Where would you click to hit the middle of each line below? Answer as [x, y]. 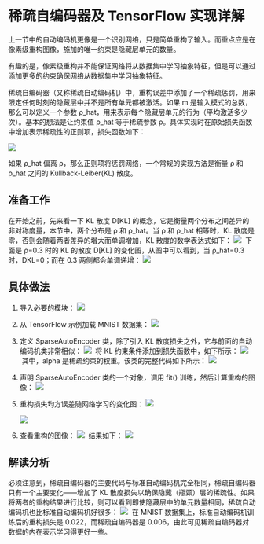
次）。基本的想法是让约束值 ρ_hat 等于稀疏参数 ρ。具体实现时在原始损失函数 [130, 122]
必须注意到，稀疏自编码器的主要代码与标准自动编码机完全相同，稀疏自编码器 [132, 483]
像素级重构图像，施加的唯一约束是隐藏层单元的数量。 [94, 49]
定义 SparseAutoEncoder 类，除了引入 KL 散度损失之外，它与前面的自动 [136, 341]
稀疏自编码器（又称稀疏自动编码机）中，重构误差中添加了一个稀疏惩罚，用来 [132, 92]
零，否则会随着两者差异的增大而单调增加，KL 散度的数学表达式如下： [120, 240]
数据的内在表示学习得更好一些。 [60, 532]
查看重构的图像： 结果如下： [71, 435]
